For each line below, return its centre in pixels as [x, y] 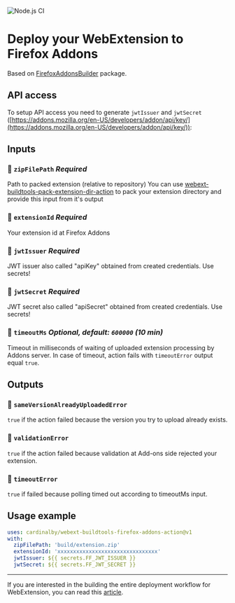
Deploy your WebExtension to [95, 39]
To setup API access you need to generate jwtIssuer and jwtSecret [105, 112]
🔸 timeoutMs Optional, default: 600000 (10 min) [85, 333]
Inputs [22, 150]
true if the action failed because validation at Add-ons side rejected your [112, 453]
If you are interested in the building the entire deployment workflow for [109, 584]
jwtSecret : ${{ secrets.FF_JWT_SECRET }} [75, 565]
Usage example [42, 516]
